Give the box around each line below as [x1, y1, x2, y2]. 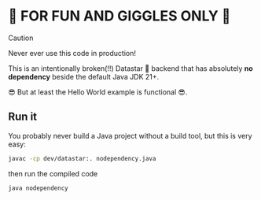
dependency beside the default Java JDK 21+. [8, 72, 160, 81]
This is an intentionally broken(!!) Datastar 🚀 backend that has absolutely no [8, 63, 253, 73]
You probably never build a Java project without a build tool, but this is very [8, 131, 253, 140]
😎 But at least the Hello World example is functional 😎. [8, 87, 188, 97]
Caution [8, 33, 34, 43]
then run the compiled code [8, 169, 98, 178]
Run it [8, 110, 38, 124]
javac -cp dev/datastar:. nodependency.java [8, 154, 156, 162]
